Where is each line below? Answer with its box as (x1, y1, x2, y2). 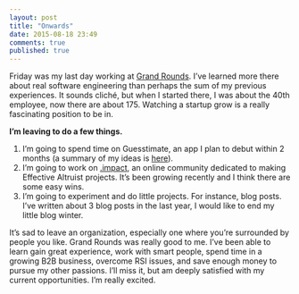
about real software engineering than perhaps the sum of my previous (9, 80, 267, 91)
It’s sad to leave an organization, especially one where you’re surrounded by (9, 227, 290, 238)
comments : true (9, 38, 66, 47)
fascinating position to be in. (9, 109, 113, 120)
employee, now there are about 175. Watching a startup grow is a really (9, 99, 270, 110)
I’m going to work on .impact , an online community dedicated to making (21, 163, 287, 173)
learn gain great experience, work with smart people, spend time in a (9, 247, 262, 257)
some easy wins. (21, 181, 85, 192)
